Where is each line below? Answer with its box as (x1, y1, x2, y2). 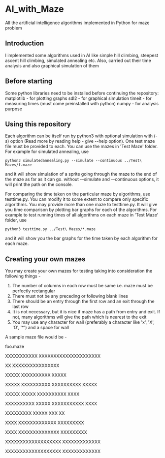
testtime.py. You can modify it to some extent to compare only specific (5, 196, 149, 202)
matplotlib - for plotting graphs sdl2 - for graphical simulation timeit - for (5, 95, 152, 101)
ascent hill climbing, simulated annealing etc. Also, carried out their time (5, 58, 151, 63)
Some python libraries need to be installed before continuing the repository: (5, 90, 159, 96)
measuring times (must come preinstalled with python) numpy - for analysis (5, 100, 159, 106)
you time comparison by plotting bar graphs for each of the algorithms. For (5, 207, 157, 213)
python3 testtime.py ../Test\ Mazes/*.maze (5, 227, 96, 232)
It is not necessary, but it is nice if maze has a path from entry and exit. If (12, 309, 160, 315)
